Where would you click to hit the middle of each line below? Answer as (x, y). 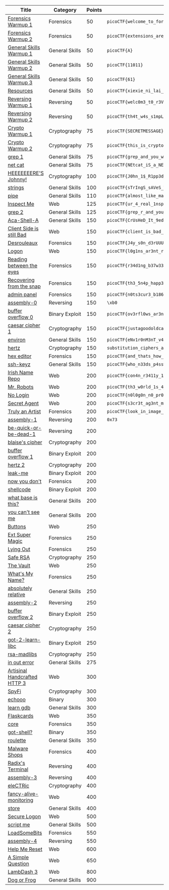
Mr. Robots (21, 387)
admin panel (22, 295)
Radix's (16, 763)
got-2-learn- (24, 640)
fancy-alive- (23, 794)
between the (23, 265)
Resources (20, 91)
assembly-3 (22, 778)
